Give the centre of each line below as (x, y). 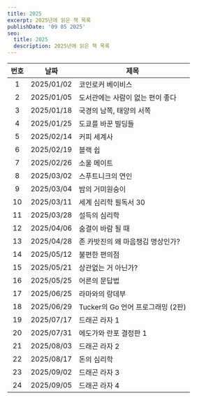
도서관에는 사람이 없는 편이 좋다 (127, 97)
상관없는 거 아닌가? (108, 268)
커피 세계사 (96, 137)
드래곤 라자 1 (99, 320)
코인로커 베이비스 (105, 84)
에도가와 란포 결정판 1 (113, 333)
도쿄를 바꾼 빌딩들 (107, 124)
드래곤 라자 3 (99, 372)
